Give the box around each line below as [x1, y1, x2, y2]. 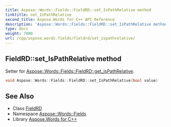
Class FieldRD [12, 105, 42, 112]
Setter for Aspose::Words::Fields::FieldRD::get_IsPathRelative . [5, 68, 135, 74]
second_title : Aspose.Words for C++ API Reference [5, 17, 115, 22]
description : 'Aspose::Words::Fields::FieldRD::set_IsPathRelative [5, 21, 152, 27]
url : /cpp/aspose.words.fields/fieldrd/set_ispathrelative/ [5, 36, 136, 41]
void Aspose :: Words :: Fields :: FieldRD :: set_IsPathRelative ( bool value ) [5, 78, 158, 83]
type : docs [5, 26, 28, 31]
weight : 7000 [5, 31, 33, 36]
